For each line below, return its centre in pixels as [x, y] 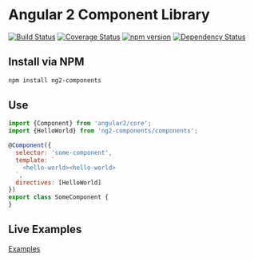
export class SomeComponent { [59, 197]
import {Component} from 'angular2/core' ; [80, 124]
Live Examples [45, 229]
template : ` [36, 160]
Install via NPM [46, 62]
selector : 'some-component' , [64, 153]
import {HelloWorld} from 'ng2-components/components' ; [103, 131]
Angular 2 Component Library [109, 15]
